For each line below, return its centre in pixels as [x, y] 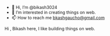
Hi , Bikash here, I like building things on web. [50, 29]
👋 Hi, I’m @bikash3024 [34, 7]
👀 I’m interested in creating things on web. [54, 12]
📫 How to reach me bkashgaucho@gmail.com [58, 18]
